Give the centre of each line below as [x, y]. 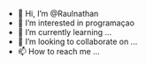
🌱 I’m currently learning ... [65, 32]
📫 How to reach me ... [58, 51]
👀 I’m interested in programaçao [76, 23]
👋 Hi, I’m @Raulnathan [58, 14]
